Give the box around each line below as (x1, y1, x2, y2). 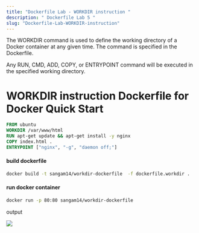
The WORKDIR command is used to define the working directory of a (6, 37, 177, 44)
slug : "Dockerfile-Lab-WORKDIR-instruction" (6, 20, 120, 26)
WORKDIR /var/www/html (6, 128, 63, 134)
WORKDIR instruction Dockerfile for (6, 89, 189, 103)
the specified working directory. (6, 68, 86, 75)
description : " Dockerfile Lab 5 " (6, 15, 96, 21)
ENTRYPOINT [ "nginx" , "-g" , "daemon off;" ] (6, 144, 118, 150)
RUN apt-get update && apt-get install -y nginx (6, 133, 131, 139)
